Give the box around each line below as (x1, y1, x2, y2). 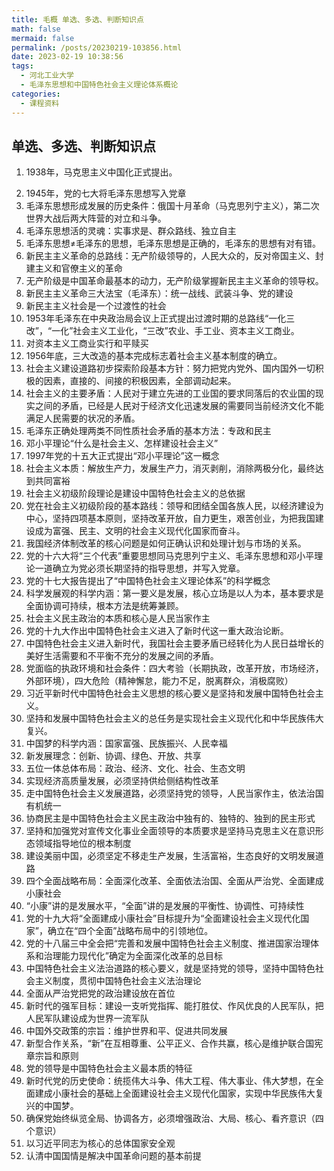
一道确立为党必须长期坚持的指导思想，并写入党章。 (34, 562, 246, 575)
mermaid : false (11, 33, 75, 43)
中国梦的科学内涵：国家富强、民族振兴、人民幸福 (25, 737, 228, 750)
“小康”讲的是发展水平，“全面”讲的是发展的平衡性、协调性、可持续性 (25, 900, 305, 912)
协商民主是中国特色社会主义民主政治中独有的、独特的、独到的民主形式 (25, 812, 316, 825)
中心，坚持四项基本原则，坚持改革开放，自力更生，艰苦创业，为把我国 (25, 512, 316, 525)
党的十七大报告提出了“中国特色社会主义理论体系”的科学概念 (25, 575, 271, 587)
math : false (11, 24, 61, 34)
